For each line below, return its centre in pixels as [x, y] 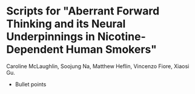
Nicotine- [122, 37]
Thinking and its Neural [66, 24]
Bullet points [31, 84]
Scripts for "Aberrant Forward [83, 11]
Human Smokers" [111, 50]
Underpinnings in [51, 37]
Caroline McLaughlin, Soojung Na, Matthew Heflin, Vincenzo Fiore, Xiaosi [98, 66]
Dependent [35, 50]
